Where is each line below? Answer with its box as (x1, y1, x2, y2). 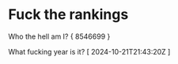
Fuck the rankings (8, 6, 129, 24)
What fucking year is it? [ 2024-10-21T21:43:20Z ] (8, 47, 171, 56)
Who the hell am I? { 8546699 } (8, 32, 111, 41)
